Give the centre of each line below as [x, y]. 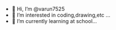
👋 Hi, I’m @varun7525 [38, 9]
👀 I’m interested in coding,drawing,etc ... [61, 15]
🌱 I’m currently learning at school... [54, 21]
